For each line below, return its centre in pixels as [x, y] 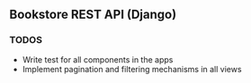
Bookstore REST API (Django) [93, 15]
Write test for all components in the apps [98, 59]
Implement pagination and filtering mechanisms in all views [132, 69]
